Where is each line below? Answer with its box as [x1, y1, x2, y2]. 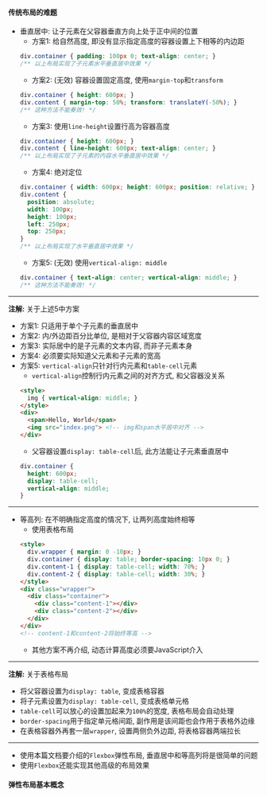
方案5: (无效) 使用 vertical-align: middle [31, 258, 168, 268]
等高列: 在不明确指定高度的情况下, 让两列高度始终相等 [19, 514, 195, 525]
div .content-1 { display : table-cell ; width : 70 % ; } [27, 562, 206, 571]
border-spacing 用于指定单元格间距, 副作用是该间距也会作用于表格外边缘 [19, 716, 256, 725]
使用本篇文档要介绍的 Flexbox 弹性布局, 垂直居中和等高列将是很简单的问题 [19, 750, 258, 760]
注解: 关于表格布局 [8, 669, 69, 678]
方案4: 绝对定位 [31, 167, 83, 177]
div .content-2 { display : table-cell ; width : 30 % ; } [27, 570, 206, 578]
